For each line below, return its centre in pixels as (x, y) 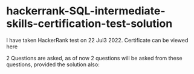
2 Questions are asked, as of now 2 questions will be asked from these (94, 58)
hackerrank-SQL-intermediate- (86, 11)
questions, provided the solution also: (53, 64)
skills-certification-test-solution (89, 24)
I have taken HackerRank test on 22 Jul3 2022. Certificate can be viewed (97, 40)
